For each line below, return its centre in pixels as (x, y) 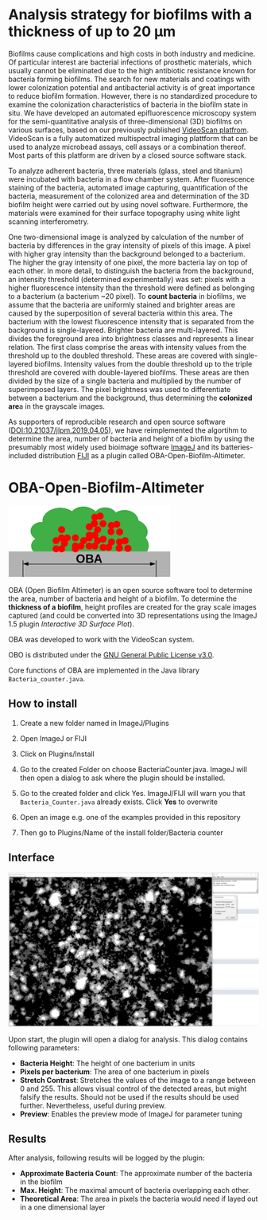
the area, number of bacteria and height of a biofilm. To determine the (122, 598)
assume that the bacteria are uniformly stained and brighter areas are (122, 304)
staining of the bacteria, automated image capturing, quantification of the (128, 187)
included (23, 455)
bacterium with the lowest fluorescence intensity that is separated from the (131, 321)
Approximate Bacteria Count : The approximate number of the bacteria (136, 1174)
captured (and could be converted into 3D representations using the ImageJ (133, 615)
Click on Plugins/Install (57, 754)
